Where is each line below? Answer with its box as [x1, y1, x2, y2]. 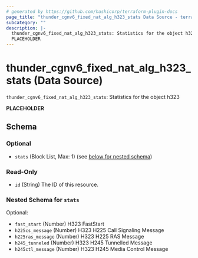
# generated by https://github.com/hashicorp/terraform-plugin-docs [6, 8, 178, 15]
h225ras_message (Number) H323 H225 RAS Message [14, 233, 144, 240]
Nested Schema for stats [6, 196, 80, 204]
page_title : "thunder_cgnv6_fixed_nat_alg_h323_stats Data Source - [6, 14, 178, 20]
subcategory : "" [6, 19, 46, 25]
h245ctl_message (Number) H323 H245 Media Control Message [14, 246, 169, 253]
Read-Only [6, 167, 38, 176]
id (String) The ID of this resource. [14, 181, 99, 188]
